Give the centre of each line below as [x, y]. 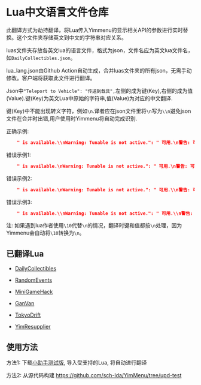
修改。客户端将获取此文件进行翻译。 [51, 78]
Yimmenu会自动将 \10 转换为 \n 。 [45, 233]
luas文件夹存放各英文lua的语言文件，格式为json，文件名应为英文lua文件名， [100, 50]
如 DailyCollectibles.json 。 [41, 58]
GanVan [25, 303]
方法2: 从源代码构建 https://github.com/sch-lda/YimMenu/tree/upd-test [94, 375]
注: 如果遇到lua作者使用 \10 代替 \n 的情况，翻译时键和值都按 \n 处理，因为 [94, 225]
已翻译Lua [25, 253]
